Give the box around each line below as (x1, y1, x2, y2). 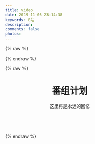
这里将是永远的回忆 (50, 103, 90, 109)
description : (5, 22, 33, 27)
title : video (5, 7, 33, 13)
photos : (5, 31, 22, 37)
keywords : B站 (5, 17, 35, 22)
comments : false (5, 27, 40, 32)
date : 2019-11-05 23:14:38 (5, 12, 63, 17)
